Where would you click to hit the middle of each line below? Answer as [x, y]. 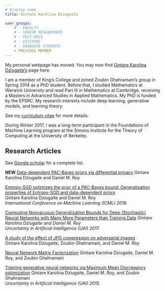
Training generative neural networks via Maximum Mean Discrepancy [76, 268]
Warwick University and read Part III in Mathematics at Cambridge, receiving [82, 90]
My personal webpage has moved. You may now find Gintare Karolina [76, 65]
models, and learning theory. [34, 106]
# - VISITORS [27, 42]
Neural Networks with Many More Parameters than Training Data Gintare [79, 218]
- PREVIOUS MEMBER [33, 51]
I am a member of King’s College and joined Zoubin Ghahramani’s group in [81, 80]
